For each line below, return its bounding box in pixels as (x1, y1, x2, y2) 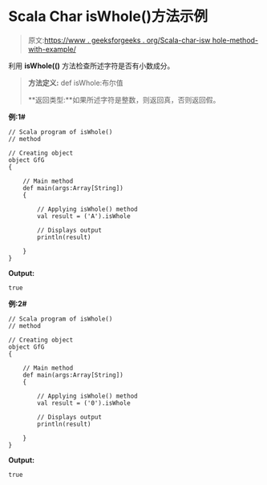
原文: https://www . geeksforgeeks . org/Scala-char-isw (27, 35, 211, 45)
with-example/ (27, 44, 76, 54)
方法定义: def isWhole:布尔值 (27, 78, 123, 87)
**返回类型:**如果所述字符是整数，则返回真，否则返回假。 (27, 95, 220, 104)
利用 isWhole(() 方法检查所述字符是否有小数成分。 (8, 61, 175, 71)
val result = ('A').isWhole (37, 212, 131, 220)
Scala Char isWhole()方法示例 (8, 7, 208, 26)
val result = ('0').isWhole (37, 398, 131, 407)
